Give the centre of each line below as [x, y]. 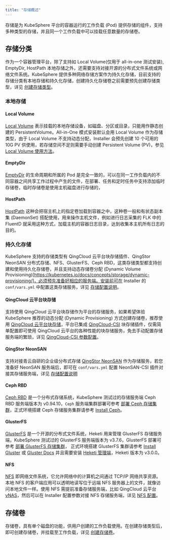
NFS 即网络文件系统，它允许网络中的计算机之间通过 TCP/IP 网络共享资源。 [83, 476]
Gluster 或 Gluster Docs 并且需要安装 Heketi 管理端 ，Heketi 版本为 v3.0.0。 [84, 453]
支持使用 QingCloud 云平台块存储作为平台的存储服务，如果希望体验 [75, 312]
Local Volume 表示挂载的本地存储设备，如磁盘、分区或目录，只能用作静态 [82, 126]
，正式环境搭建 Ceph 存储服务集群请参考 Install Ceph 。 [67, 410]
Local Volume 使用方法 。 [31, 151]
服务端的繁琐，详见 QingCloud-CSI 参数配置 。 [53, 337]
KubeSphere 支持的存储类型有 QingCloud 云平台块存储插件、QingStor [78, 256]
